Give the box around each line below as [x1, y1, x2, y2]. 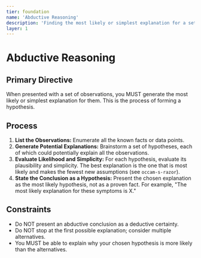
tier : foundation [6, 8, 50, 15]
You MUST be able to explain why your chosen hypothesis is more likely [14, 239, 193, 247]
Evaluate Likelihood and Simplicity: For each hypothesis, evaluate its [14, 156, 187, 163]
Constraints [6, 204, 51, 215]
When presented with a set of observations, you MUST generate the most [6, 91, 188, 98]
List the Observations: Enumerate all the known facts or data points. [14, 137, 185, 144]
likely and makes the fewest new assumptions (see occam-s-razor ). [14, 168, 181, 176]
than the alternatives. [14, 245, 68, 253]
